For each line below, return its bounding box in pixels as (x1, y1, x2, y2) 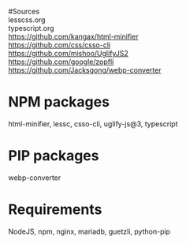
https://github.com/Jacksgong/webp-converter (8, 66, 162, 74)
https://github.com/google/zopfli (8, 57, 114, 66)
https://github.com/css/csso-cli (8, 40, 111, 50)
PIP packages (8, 147, 99, 165)
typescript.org (8, 24, 54, 32)
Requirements (8, 201, 102, 219)
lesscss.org (8, 15, 46, 24)
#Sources (8, 7, 40, 16)
